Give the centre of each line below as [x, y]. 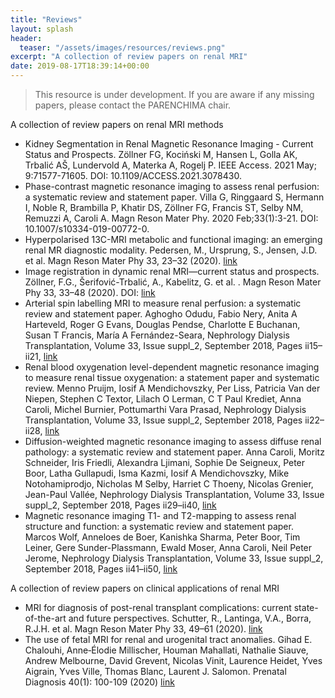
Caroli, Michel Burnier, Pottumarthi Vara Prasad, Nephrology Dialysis [165, 409]
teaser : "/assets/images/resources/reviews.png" [122, 47]
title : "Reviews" [46, 19]
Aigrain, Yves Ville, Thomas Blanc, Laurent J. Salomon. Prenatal [155, 671]
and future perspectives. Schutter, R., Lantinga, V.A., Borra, [190, 618]
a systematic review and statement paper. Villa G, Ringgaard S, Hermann [174, 197]
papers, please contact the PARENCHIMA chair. [133, 105]
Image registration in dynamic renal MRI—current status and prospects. [172, 271]
